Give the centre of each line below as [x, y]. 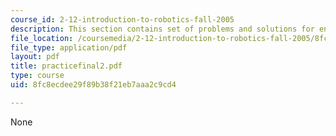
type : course [37, 76]
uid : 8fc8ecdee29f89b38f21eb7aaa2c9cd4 [93, 85]
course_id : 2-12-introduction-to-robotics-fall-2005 [122, 19]
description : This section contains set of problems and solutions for [162, 29]
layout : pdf [35, 57]
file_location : [42, 38]
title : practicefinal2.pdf [66, 66]
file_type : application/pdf [69, 47]
